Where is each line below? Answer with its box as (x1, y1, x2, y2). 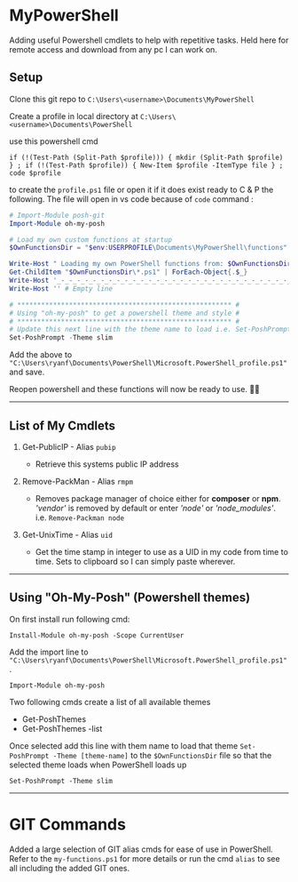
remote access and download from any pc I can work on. (9, 44, 217, 54)
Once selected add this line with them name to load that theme (9, 740, 239, 751)
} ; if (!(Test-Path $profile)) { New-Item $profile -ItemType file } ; (9, 161, 284, 170)
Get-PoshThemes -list (21, 723, 103, 734)
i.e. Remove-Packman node (35, 512, 125, 523)
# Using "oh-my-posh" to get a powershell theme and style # (9, 309, 240, 317)
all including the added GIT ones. (9, 862, 130, 873)
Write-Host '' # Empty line (9, 284, 114, 293)
